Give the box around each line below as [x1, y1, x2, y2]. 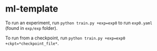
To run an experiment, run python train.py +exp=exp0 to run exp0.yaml [5, 20, 153, 26]
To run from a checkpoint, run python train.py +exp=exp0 [5, 35, 126, 41]
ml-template [5, 3, 58, 15]
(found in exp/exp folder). [5, 25, 58, 31]
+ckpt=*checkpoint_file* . [5, 40, 59, 46]
